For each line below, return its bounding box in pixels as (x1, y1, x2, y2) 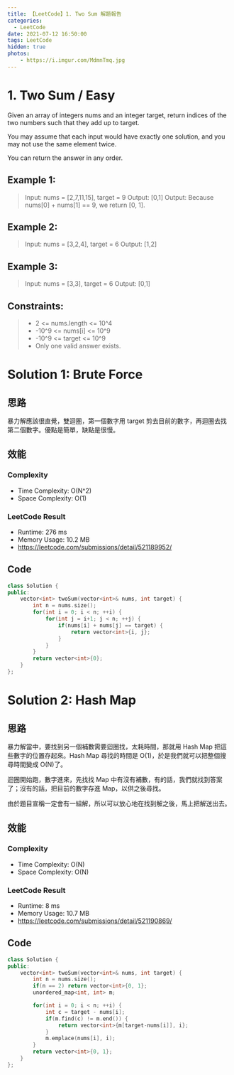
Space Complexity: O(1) (17, 493, 87, 502)
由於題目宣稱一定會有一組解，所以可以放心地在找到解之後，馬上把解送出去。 (7, 799, 231, 808)
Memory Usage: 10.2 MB (17, 535, 90, 544)
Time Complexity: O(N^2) (17, 486, 92, 495)
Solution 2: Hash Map (7, 692, 137, 708)
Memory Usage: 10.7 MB (17, 909, 90, 917)
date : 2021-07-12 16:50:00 (7, 30, 87, 38)
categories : (7, 17, 43, 24)
